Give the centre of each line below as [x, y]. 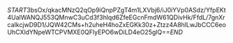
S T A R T [17, 10]
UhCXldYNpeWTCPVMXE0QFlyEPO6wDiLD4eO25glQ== [89, 32]
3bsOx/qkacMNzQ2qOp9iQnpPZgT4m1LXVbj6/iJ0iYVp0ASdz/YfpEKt [127, 10]
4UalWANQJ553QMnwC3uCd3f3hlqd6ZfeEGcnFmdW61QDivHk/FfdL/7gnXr [116, 17]
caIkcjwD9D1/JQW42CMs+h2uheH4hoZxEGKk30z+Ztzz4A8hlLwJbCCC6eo [117, 25]
